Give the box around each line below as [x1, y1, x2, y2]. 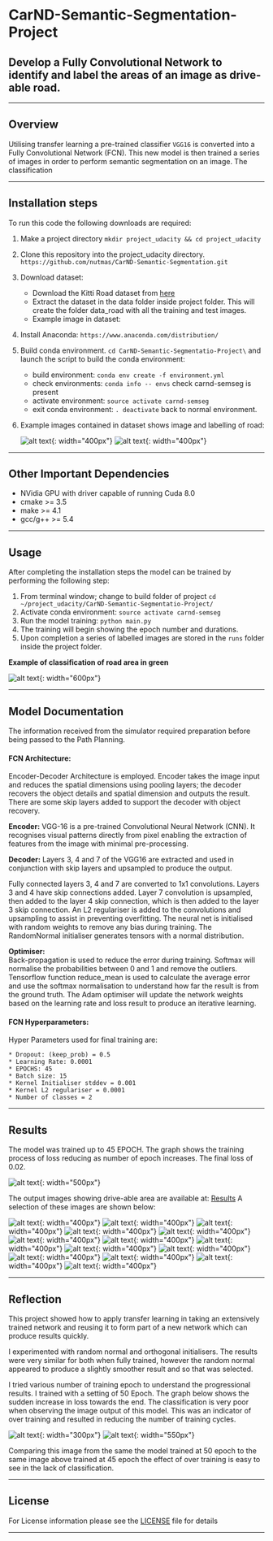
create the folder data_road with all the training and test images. [32, 305, 247, 315]
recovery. [8, 806, 41, 816]
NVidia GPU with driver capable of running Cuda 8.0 [19, 488, 196, 498]
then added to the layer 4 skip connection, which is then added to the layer [8, 896, 260, 906]
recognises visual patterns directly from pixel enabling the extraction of [8, 831, 248, 840]
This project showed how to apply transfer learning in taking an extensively [8, 1314, 260, 1324]
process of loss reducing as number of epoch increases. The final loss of [8, 1153, 253, 1163]
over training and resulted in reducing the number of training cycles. [8, 1414, 236, 1424]
